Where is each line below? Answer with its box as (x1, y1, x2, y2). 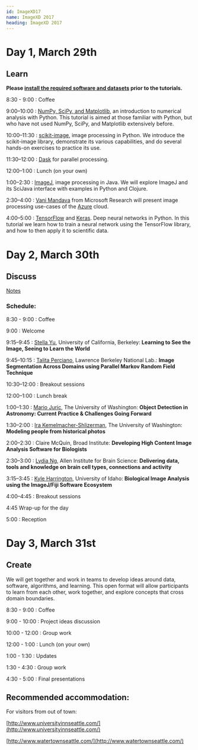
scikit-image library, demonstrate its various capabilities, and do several (6, 138, 182, 145)
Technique (6, 369, 33, 376)
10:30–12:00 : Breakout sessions (6, 381, 85, 388)
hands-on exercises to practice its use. (6, 144, 101, 151)
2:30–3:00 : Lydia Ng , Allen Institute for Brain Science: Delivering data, (6, 457, 180, 464)
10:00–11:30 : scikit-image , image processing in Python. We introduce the (6, 132, 185, 139)
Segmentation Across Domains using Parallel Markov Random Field (6, 363, 175, 370)
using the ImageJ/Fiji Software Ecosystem (6, 481, 113, 488)
